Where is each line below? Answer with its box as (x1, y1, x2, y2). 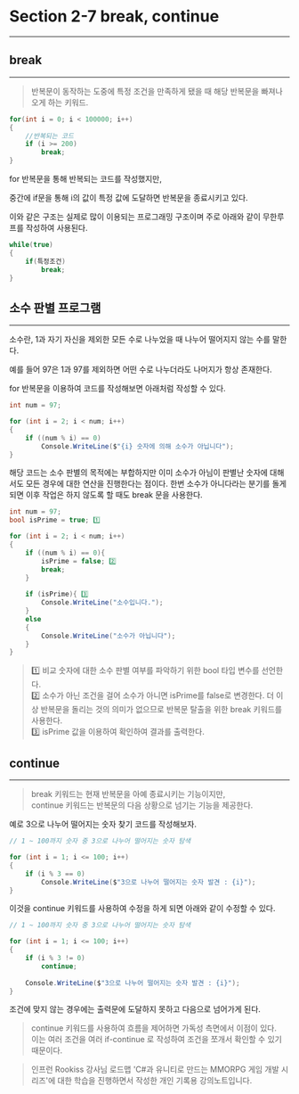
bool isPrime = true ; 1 (9, 515, 101, 525)
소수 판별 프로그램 (9, 300, 101, 316)
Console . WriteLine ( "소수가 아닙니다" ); (41, 631, 176, 640)
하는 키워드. (47, 96, 89, 108)
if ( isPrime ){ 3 (25, 590, 89, 599)
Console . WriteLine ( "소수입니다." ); (41, 598, 164, 607)
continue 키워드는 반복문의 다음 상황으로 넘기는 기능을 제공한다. (30, 800, 254, 810)
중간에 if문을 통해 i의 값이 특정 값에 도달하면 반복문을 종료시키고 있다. (9, 193, 248, 202)
